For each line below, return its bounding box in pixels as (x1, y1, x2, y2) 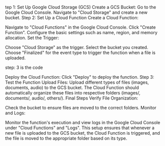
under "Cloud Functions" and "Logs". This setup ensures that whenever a (5, 125, 155, 131)
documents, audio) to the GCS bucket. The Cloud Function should (5, 85, 139, 91)
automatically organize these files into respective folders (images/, (5, 90, 141, 96)
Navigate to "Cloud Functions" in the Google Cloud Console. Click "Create (5, 24, 156, 30)
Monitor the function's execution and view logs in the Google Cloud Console (5, 120, 161, 125)
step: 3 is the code (5, 64, 43, 70)
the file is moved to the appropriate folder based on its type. (5, 136, 127, 141)
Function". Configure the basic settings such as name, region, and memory (5, 30, 158, 35)
